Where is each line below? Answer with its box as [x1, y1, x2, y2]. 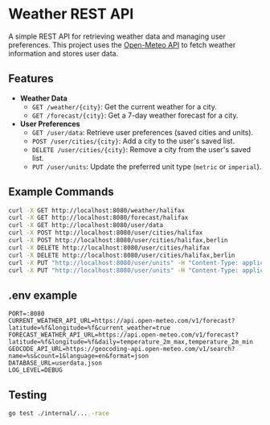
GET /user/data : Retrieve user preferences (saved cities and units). [31, 127, 254, 137]
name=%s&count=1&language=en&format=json [8, 352, 149, 361]
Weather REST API [8, 5, 134, 23]
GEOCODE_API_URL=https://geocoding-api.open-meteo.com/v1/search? [8, 345, 235, 353]
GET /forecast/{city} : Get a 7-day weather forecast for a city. [31, 110, 239, 120]
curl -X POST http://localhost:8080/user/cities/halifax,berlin [8, 237, 228, 245]
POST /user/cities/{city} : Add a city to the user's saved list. [31, 136, 235, 146]
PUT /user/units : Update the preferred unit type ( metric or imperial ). [31, 162, 262, 171]
